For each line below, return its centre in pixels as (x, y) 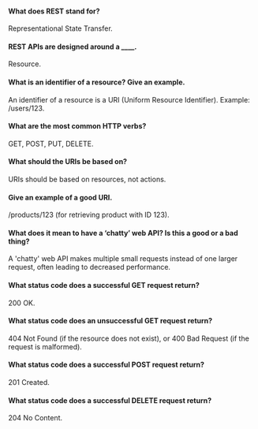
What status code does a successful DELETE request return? (110, 400)
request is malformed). (45, 346)
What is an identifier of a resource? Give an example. (97, 82)
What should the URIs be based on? (68, 162)
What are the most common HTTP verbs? (77, 126)
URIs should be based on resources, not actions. (87, 179)
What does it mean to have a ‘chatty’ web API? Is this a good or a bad (123, 233)
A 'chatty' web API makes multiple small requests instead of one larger (123, 259)
